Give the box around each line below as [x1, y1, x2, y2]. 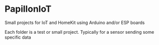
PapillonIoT [4, 3, 52, 15]
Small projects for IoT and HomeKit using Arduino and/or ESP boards [4, 20, 145, 25]
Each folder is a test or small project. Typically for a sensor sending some [4, 29, 155, 35]
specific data [4, 34, 31, 40]
